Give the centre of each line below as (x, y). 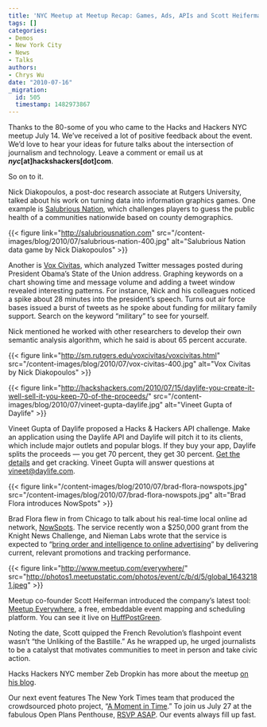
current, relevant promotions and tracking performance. (100, 553)
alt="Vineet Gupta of (199, 405)
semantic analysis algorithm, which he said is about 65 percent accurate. (128, 340)
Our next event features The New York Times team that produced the (122, 698)
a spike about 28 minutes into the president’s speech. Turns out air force (127, 299)
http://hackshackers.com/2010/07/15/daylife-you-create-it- (158, 388)
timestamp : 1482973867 (53, 104)
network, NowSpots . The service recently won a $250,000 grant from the (128, 528)
